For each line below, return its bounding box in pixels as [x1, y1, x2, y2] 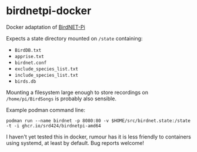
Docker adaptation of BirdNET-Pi [6, 23, 85, 31]
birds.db [14, 78, 36, 85]
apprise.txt [14, 53, 44, 59]
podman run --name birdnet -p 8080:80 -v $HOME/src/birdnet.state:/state [6, 117, 191, 124]
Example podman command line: [6, 106, 85, 113]
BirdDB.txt [14, 47, 42, 53]
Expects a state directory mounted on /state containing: [6, 35, 143, 42]
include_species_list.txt [14, 72, 78, 78]
